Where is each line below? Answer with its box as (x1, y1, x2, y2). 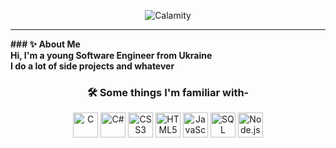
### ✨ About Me (10, 38, 81, 50)
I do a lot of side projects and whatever (10, 60, 175, 72)
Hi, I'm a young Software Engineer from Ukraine (10, 50, 213, 61)
